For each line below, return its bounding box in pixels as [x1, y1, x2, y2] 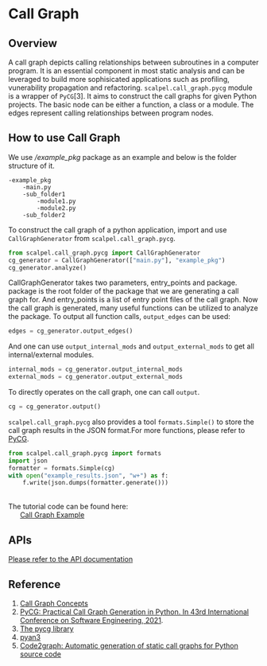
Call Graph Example [19, 510, 85, 520]
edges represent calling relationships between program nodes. [8, 108, 215, 118]
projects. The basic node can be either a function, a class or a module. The [8, 100, 254, 109]
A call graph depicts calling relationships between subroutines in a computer [8, 57, 260, 67]
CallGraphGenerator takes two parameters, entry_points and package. [8, 278, 238, 287]
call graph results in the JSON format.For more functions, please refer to [8, 425, 246, 434]
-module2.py [37, 204, 77, 212]
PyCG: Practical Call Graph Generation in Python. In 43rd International [19, 606, 249, 617]
